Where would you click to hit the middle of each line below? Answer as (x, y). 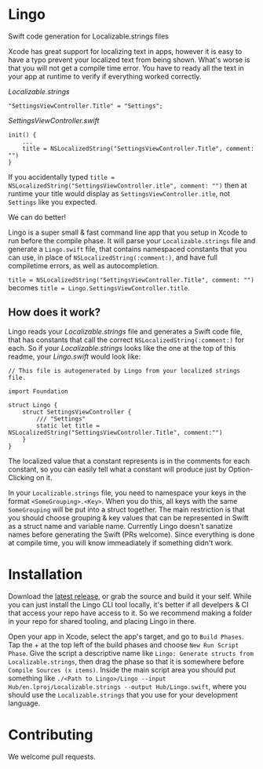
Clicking (21, 477)
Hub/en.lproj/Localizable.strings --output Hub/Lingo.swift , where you (128, 686)
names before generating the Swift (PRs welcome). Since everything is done (131, 534)
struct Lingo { (33, 405)
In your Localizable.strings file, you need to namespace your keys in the (127, 493)
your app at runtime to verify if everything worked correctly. (105, 76)
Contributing (51, 734)
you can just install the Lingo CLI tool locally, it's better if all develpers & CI (128, 604)
